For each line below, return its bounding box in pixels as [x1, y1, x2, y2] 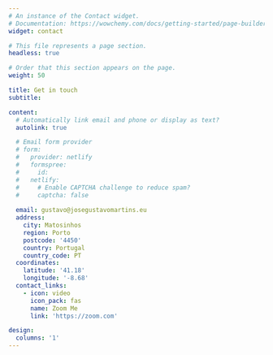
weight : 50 [8, 71, 45, 80]
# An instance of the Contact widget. [8, 11, 140, 20]
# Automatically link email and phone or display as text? [15, 115, 220, 124]
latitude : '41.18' [23, 266, 85, 275]
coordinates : [15, 259, 60, 267]
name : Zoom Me [29, 304, 79, 313]
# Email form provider [15, 138, 93, 146]
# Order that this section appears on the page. [8, 64, 176, 72]
